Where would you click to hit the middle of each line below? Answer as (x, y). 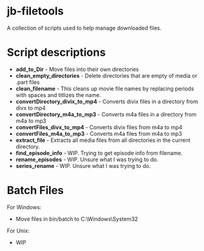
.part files (28, 82)
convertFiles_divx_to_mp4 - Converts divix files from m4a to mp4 (99, 127)
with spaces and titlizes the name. (58, 95)
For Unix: (18, 230)
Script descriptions (56, 52)
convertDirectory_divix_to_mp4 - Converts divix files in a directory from (107, 101)
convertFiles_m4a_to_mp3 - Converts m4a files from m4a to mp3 (99, 133)
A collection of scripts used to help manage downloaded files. (84, 28)
